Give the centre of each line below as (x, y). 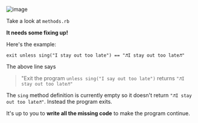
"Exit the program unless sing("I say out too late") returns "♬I (103, 78)
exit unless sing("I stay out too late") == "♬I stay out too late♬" (96, 55)
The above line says (31, 67)
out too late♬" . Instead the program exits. (59, 102)
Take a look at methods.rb (38, 21)
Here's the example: (31, 44)
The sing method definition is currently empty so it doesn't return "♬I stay (99, 95)
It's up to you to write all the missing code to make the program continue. (98, 113)
